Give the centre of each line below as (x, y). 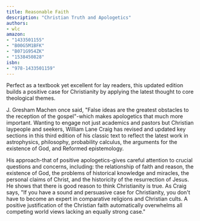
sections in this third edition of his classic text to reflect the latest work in (98, 136)
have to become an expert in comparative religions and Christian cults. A (97, 199)
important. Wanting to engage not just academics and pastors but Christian (100, 123)
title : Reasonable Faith (38, 12)
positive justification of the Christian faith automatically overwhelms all (95, 205)
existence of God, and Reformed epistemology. (65, 148)
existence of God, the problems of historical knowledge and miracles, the (98, 173)
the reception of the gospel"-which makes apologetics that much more (95, 116)
